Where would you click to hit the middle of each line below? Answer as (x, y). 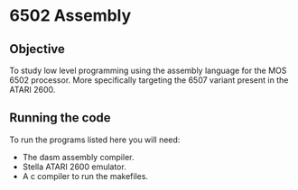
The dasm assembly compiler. (78, 157)
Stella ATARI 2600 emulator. (74, 167)
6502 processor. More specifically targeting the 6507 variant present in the (149, 80)
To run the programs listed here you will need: (95, 140)
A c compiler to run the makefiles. (85, 176)
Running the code (60, 118)
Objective (37, 49)
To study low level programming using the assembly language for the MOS (148, 70)
